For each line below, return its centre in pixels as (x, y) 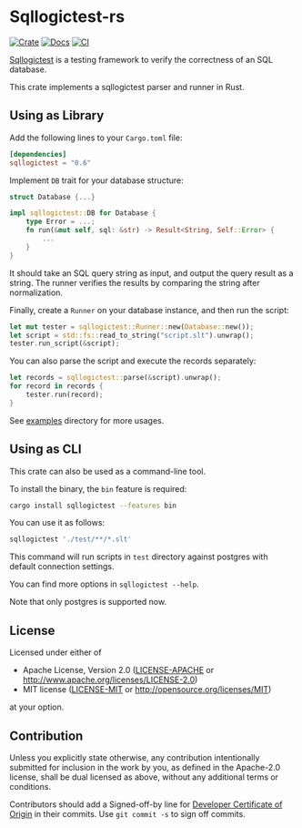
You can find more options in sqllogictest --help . (105, 584)
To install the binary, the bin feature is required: (98, 488)
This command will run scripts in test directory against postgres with (139, 557)
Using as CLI (45, 450)
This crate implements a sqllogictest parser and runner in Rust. (127, 87)
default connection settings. (62, 567)
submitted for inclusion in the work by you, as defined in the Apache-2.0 (145, 767)
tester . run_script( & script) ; (65, 343)
